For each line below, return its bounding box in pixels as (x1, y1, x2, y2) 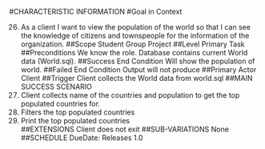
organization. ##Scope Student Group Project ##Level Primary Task (20, 39, 245, 49)
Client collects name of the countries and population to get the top (20, 91, 240, 99)
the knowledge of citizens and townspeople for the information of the (20, 31, 250, 40)
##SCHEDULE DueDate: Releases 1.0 (20, 133, 143, 143)
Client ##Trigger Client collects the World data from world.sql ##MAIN (20, 74, 253, 83)
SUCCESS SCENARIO (20, 82, 93, 91)
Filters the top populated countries (20, 107, 135, 117)
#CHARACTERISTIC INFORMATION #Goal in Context (9, 7, 183, 16)
